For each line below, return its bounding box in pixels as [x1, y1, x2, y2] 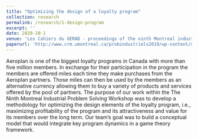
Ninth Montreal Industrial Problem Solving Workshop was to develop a [6, 95, 176, 102]
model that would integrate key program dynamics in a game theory [6, 120, 171, 127]
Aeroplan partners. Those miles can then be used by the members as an [6, 76, 181, 83]
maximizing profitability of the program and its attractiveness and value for [6, 107, 187, 115]
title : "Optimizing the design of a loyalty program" [6, 8, 141, 15]
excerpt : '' [6, 25, 35, 31]
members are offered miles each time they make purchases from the [6, 70, 173, 77]
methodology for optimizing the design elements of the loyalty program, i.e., [6, 101, 191, 108]
